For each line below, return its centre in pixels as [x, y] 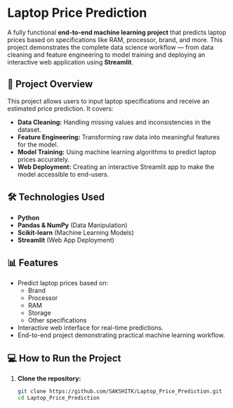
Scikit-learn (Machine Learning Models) [76, 232]
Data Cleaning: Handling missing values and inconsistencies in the [114, 122]
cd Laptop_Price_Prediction [58, 398]
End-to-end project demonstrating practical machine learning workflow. [121, 335]
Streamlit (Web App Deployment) [66, 240]
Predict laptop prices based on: [63, 283]
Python [28, 217]
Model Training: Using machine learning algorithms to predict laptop [116, 151]
